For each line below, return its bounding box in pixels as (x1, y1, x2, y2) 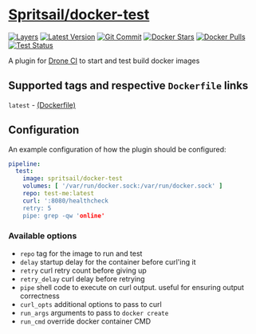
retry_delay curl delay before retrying (19, 273, 145, 284)
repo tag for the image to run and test (19, 249, 143, 258)
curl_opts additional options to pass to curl (19, 299, 162, 308)
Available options (8, 230, 77, 242)
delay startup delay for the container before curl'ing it (19, 257, 196, 266)
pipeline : (8, 159, 41, 168)
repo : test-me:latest (22, 190, 94, 198)
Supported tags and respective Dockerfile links (8, 79, 249, 92)
